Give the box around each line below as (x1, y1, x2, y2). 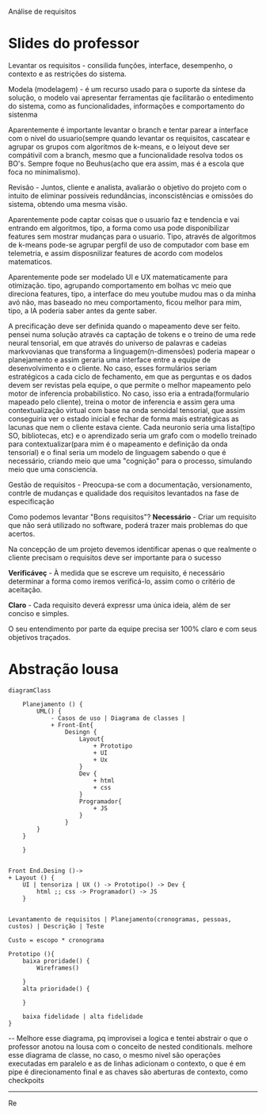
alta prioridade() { (22, 985, 90, 993)
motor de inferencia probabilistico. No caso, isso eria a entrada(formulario (8, 389, 249, 398)
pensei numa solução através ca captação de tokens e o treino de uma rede (8, 329, 256, 339)
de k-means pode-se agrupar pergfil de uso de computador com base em (8, 239, 249, 249)
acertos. (8, 529, 36, 538)
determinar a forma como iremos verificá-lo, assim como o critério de (8, 576, 236, 586)
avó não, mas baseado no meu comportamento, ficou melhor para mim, (8, 297, 242, 307)
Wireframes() (36, 963, 80, 972)
